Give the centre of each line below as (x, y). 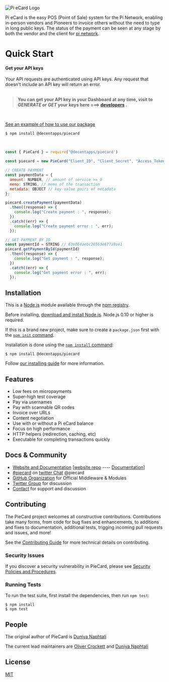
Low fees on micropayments (42, 392)
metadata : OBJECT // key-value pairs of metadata (63, 189)
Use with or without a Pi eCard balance (53, 423)
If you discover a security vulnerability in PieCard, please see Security (78, 566)
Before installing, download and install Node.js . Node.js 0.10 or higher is (79, 315)
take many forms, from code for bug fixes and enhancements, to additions (82, 522)
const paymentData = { (29, 175)
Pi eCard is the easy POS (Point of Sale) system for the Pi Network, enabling (84, 17)
